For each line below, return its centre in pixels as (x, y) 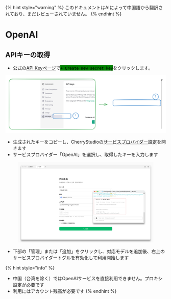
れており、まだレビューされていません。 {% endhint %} (64, 14)
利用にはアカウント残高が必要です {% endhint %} (65, 291)
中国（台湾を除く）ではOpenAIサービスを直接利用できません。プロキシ (88, 279)
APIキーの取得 (28, 55)
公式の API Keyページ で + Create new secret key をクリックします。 (83, 68)
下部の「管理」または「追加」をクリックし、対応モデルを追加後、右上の (89, 252)
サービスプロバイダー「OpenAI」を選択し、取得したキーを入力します (85, 154)
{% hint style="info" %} (30, 268)
